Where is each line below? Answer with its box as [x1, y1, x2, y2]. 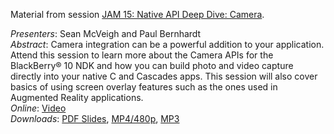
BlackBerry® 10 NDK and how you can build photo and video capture [10, 60, 294, 71]
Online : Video [10, 102, 67, 114]
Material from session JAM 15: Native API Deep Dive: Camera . [10, 9, 265, 20]
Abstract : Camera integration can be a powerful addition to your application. [10, 39, 325, 50]
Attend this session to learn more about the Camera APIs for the [10, 49, 274, 61]
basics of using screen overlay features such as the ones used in [10, 81, 278, 93]
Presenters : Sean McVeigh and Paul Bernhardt [10, 28, 202, 39]
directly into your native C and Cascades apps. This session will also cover [10, 70, 318, 82]
